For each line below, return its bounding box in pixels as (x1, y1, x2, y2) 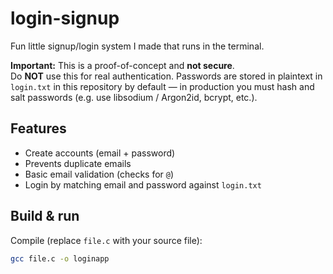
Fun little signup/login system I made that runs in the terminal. (10, 40, 265, 52)
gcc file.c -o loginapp (10, 253, 110, 264)
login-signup (10, 7, 120, 30)
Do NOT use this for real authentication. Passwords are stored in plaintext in (10, 70, 323, 82)
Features (10, 120, 67, 137)
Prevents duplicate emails (24, 157, 132, 169)
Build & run (10, 208, 80, 225)
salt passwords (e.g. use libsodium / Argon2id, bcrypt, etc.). (10, 91, 258, 103)
